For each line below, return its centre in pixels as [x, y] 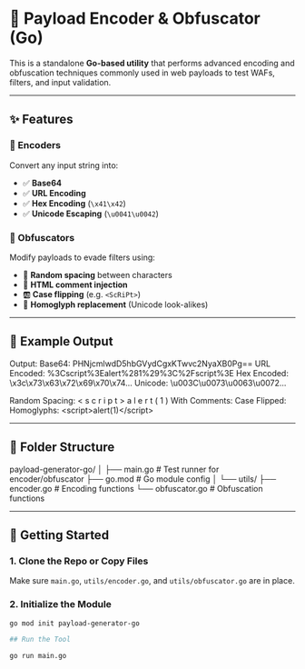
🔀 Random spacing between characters [97, 275]
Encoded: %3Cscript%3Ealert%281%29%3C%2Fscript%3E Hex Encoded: [149, 373]
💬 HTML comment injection [75, 285]
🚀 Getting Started [59, 535]
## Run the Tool [40, 640]
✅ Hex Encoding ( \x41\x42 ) [74, 203]
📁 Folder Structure [62, 448]
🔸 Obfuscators [42, 237]
